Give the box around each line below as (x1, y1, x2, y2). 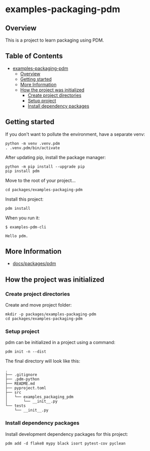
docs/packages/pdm (12, 260, 56, 267)
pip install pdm (5, 168, 40, 173)
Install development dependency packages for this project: (5, 431, 128, 437)
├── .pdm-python (5, 377, 40, 382)
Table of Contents (5, 52, 63, 60)
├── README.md (5, 381, 35, 386)
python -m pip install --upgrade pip (5, 164, 85, 169)
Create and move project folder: (5, 302, 72, 308)
